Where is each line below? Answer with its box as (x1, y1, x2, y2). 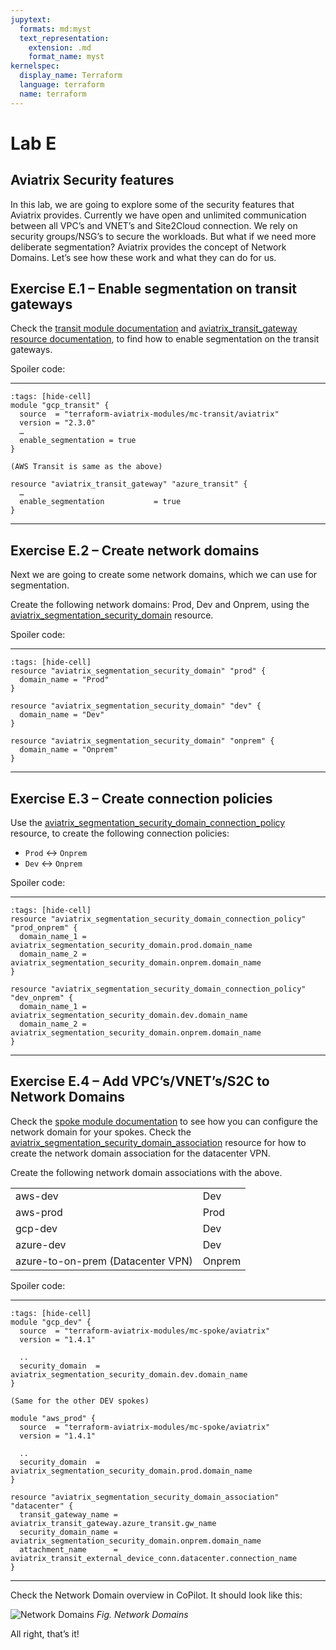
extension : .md (28, 42, 92, 53)
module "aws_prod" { (10, 1413, 97, 1423)
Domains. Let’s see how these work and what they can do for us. (10, 251, 277, 263)
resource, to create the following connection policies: (10, 827, 230, 840)
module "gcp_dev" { (10, 1317, 92, 1327)
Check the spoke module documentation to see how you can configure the (10, 1115, 319, 1127)
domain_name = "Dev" (19, 710, 105, 720)
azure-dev (15, 1237, 67, 1251)
